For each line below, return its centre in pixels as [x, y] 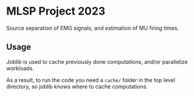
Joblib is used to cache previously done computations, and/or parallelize [97, 61]
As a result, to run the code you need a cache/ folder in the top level [91, 80]
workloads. [20, 68]
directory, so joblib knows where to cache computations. [77, 86]
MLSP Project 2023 [56, 11]
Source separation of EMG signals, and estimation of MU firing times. [93, 28]
